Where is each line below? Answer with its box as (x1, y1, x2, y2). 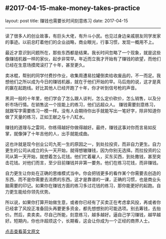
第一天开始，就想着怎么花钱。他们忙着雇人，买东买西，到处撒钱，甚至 (13, 153, 157, 159)
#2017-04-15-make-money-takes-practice (5, 4, 140, 12)
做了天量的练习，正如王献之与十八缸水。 (5, 114, 87, 120)
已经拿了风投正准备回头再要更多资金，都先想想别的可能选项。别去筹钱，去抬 (5, 205, 161, 211)
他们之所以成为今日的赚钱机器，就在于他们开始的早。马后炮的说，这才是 (9, 79, 157, 85)
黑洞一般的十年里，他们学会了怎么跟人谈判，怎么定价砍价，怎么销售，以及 (5, 95, 157, 101)
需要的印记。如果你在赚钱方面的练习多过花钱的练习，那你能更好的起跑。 (9, 183, 157, 189)
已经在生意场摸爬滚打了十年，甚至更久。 (5, 62, 87, 68)
